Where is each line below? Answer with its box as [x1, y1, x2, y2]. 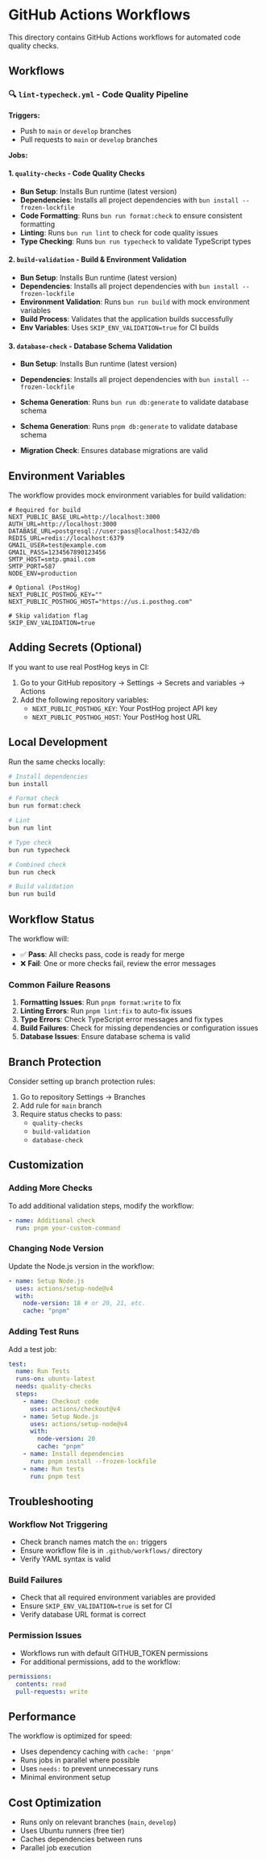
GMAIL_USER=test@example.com [8, 542, 106, 550]
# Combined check [8, 860, 67, 868]
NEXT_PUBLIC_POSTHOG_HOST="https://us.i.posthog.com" [8, 598, 193, 606]
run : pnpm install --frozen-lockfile [29, 1457, 157, 1465]
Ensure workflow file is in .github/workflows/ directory [19, 1546, 203, 1555]
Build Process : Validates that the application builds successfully [19, 314, 234, 324]
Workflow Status [8, 913, 95, 926]
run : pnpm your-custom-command [15, 1224, 121, 1232]
